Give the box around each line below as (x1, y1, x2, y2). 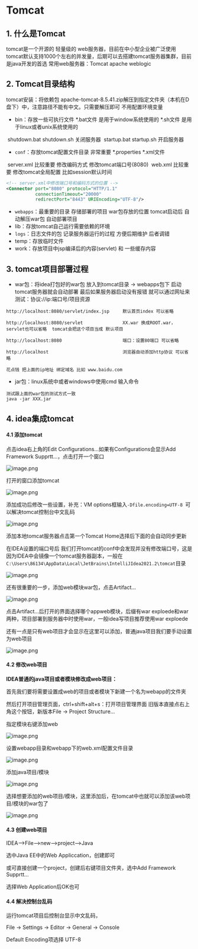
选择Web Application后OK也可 (6, 883, 80, 890)
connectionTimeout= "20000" (35, 191, 102, 197)
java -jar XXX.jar (6, 396, 51, 402)
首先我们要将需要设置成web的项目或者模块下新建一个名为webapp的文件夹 (6, 688, 187, 695)
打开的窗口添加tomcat (6, 477, 60, 484)
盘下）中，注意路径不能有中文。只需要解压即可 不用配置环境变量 (6, 103, 163, 110)
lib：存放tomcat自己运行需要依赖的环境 (14, 223, 111, 230)
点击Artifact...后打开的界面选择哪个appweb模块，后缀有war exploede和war (6, 607, 189, 615)
